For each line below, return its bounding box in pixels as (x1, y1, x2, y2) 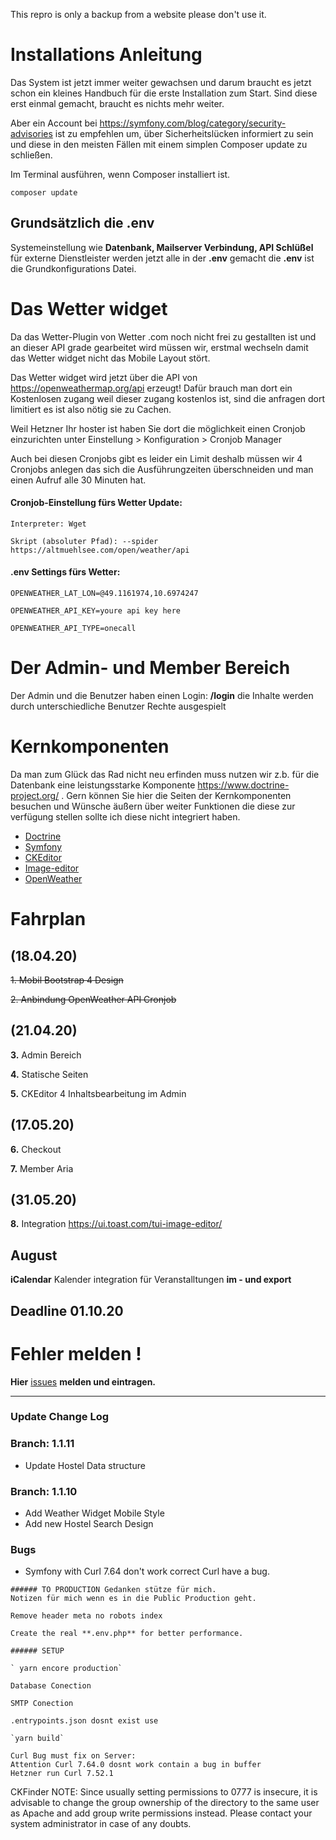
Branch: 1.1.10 (10, 1484, 78, 1498)
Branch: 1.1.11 (10, 1437, 75, 1451)
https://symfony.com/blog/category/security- (99, 117, 287, 129)
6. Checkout (10, 1143, 62, 1155)
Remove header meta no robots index (10, 1611, 163, 1621)
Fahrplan (10, 908, 87, 931)
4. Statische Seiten (10, 1068, 89, 1080)
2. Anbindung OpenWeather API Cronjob (10, 993, 177, 1005)
